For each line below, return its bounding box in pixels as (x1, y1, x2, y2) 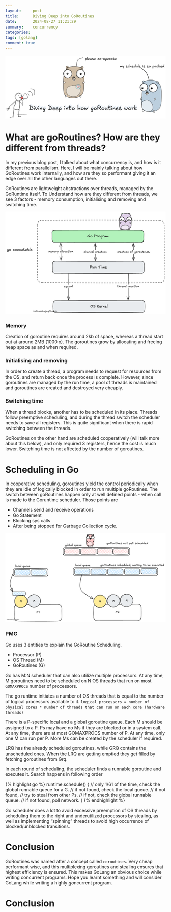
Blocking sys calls (12, 518, 51, 524)
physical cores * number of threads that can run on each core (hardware (5, 705, 165, 710)
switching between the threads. (5, 425, 72, 432)
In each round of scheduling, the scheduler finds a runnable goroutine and (5, 766, 161, 772)
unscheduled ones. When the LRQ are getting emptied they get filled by (5, 750, 156, 757)
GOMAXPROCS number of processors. (5, 683, 77, 689)
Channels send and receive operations (12, 507, 94, 513)
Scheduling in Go (5, 464, 79, 475)
